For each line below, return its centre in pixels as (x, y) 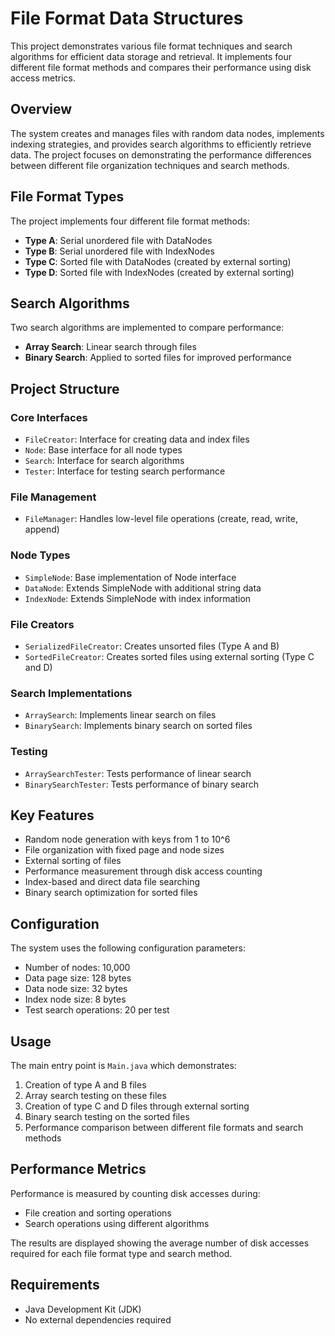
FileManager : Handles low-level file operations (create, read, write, (161, 519)
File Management (53, 497)
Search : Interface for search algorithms (104, 461)
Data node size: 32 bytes (76, 989)
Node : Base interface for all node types (103, 450)
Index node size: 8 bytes (75, 999)
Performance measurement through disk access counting (143, 871)
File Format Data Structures (127, 18)
